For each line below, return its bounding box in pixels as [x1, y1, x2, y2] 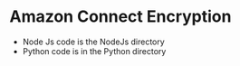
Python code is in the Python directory [22, 45, 167, 56]
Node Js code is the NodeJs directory [22, 36, 165, 47]
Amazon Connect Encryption [9, 6, 232, 27]
